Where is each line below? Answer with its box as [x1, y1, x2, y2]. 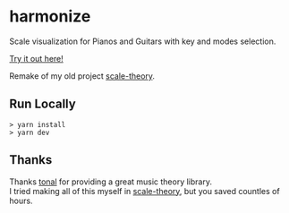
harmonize [9, 6, 91, 27]
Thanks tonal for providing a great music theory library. [9, 176, 213, 187]
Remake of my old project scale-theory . [9, 70, 155, 81]
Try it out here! [9, 53, 64, 64]
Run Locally [9, 97, 76, 112]
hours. [9, 195, 33, 206]
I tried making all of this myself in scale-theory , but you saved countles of [9, 185, 280, 196]
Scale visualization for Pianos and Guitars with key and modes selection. [9, 36, 276, 47]
